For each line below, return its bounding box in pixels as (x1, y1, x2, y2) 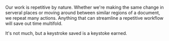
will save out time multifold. (5, 20, 63, 26)
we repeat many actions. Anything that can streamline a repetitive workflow (5, 15, 164, 21)
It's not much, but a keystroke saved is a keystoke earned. (5, 30, 127, 36)
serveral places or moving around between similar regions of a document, (5, 10, 160, 16)
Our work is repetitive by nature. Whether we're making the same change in (5, 5, 164, 10)
